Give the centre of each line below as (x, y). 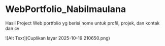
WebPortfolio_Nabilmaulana (65, 9)
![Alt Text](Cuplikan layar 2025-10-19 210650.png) (58, 38)
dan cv (12, 28)
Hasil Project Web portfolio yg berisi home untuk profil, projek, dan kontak (82, 23)
